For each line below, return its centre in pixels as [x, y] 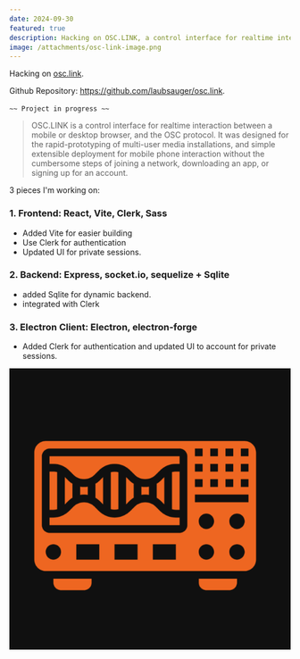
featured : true [37, 28]
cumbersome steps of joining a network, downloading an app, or [150, 163]
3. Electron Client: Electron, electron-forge [104, 327]
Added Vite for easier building [77, 233]
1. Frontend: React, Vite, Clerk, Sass [88, 213]
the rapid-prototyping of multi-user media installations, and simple [153, 145]
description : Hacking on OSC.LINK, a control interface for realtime [142, 38]
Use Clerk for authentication [74, 242]
